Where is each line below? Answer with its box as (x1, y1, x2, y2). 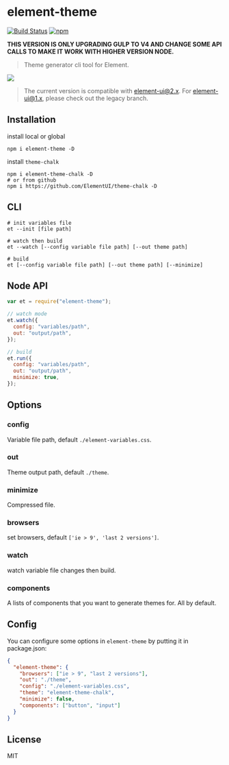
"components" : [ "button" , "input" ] (19, 702, 121, 709)
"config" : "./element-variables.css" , (19, 683, 130, 690)
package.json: (7, 644, 47, 652)
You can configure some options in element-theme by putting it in (7, 637, 189, 645)
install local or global (7, 132, 66, 141)
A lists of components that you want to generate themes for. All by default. (7, 599, 217, 607)
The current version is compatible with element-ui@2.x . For (23, 86, 191, 95)
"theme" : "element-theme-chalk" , (19, 690, 115, 696)
